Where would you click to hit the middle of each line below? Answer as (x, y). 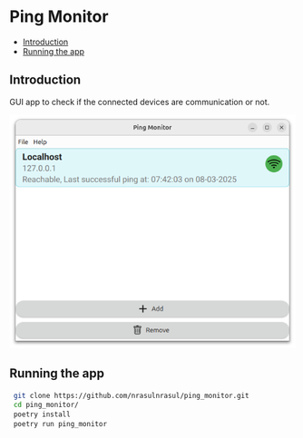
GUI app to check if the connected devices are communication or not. (140, 102)
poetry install (42, 414)
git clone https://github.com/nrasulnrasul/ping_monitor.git (131, 395)
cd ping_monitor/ (46, 405)
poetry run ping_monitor (60, 424)
